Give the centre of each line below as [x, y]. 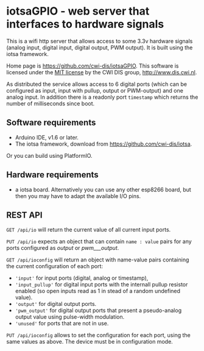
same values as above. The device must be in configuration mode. [90, 342]
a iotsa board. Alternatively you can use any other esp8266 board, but [103, 190]
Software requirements [51, 123]
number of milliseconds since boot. [51, 103]
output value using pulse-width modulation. [70, 317]
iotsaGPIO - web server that [78, 11]
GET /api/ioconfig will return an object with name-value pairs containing [98, 260]
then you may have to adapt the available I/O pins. [78, 196]
